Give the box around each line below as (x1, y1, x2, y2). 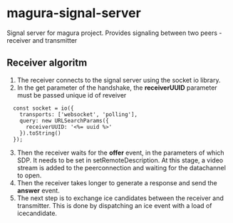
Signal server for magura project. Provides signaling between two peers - (6, 28, 222, 37)
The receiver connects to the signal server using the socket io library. (16, 76, 221, 84)
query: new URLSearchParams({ (19, 117, 110, 124)
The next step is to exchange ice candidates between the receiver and (16, 194, 224, 202)
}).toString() (19, 130, 61, 137)
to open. (16, 171, 42, 180)
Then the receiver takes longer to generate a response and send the (16, 178, 218, 187)
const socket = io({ (13, 105, 74, 112)
